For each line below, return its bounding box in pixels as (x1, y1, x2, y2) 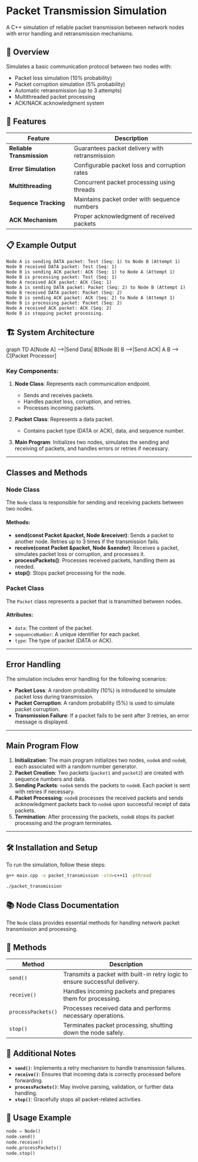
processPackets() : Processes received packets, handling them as (14, 557, 176, 564)
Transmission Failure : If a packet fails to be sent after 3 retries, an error (14, 712, 190, 719)
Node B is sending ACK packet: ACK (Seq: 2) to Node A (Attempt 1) (6, 295, 176, 301)
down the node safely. (62, 1028, 125, 1037)
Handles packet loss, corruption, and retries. (23, 398, 132, 405)
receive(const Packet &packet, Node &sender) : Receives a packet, (14, 544, 180, 551)
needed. (14, 563, 35, 570)
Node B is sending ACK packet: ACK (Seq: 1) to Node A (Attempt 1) (6, 269, 176, 275)
